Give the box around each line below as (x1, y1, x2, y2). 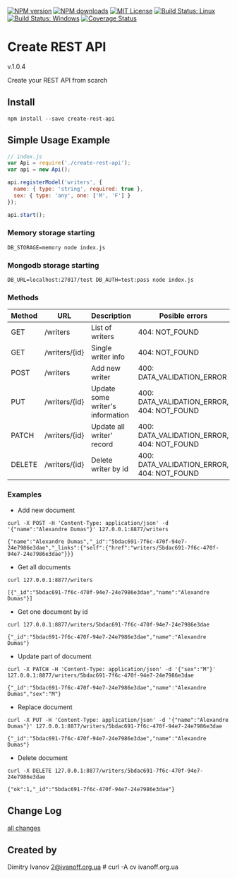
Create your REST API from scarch (7, 76, 108, 84)
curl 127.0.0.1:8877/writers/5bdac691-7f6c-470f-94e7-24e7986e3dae (7, 621, 210, 628)
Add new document (17, 506, 75, 514)
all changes (7, 824, 41, 832)
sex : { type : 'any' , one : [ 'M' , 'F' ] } (13, 191, 131, 199)
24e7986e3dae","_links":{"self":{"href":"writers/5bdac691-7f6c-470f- (7, 544, 219, 551)
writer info (90, 352, 126, 362)
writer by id (90, 464, 129, 474)
